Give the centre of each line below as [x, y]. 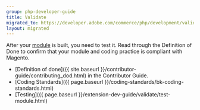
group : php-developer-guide [41, 12]
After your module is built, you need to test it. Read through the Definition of [99, 45]
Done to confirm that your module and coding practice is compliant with [94, 52]
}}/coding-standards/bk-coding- [144, 82]
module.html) [31, 101]
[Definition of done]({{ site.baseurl [57, 70]
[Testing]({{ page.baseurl [46, 95]
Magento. [18, 58]
